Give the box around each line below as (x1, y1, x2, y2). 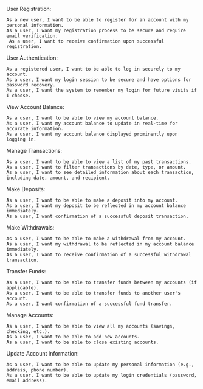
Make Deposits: (6, 186, 46, 192)
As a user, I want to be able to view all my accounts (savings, (6, 323, 175, 329)
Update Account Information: (6, 350, 79, 357)
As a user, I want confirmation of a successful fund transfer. (6, 301, 173, 307)
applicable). (6, 285, 40, 291)
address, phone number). (6, 367, 69, 373)
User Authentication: (6, 54, 58, 61)
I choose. (6, 93, 32, 99)
